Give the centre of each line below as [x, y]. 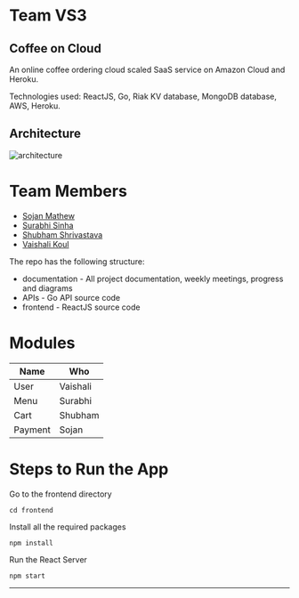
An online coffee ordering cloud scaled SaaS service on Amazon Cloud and [147, 69]
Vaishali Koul [45, 244]
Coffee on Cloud [56, 48]
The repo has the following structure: [77, 261]
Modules [42, 343]
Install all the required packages [68, 527]
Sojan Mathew [48, 215]
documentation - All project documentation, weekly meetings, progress [153, 279]
